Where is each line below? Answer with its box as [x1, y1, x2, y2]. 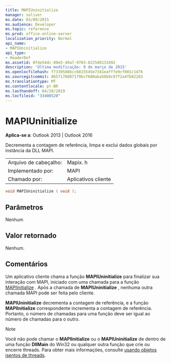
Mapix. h [67, 159, 88, 166]
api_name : [5, 41, 27, 46]
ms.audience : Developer [5, 22, 56, 27]
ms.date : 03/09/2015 [5, 17, 50, 22]
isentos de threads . [5, 352, 46, 358]
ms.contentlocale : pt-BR [5, 83, 58, 89]
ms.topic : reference [5, 27, 50, 32]
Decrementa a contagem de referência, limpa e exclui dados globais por [5, 142, 158, 148]
